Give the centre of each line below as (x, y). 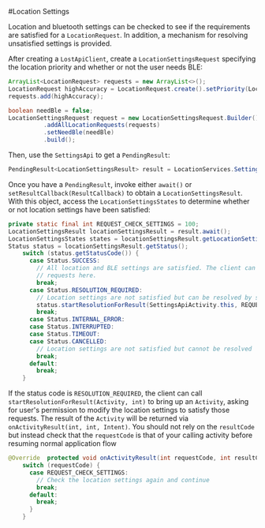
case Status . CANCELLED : (68, 341)
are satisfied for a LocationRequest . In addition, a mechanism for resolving (128, 35)
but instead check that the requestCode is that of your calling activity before (131, 435)
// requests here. (67, 275)
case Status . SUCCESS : (65, 261)
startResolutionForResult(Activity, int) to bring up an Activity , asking (129, 402)
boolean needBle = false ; (50, 110)
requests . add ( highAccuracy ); (56, 96)
